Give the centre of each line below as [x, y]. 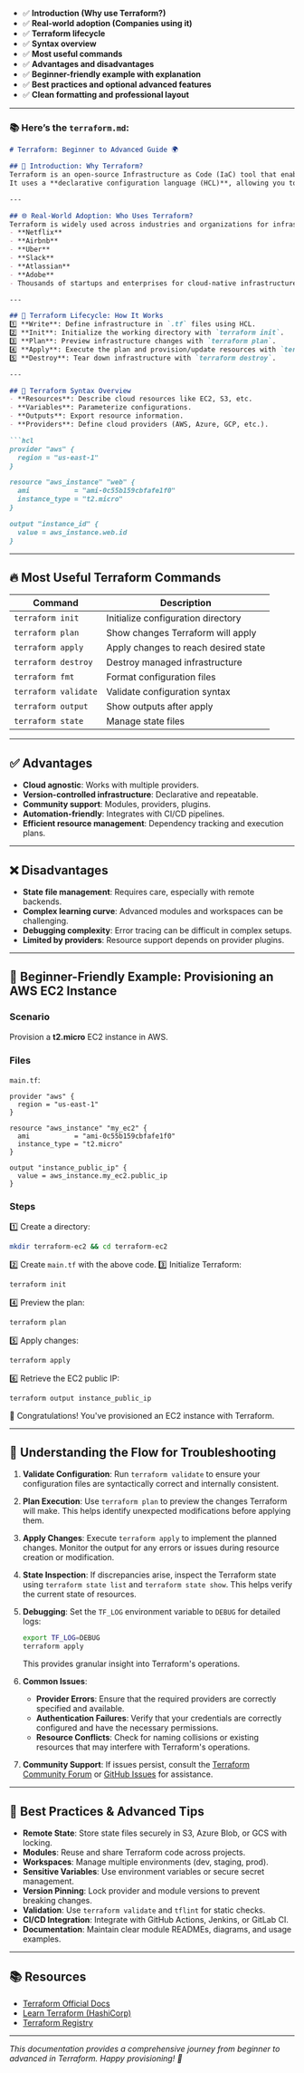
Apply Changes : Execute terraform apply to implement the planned [150, 1538]
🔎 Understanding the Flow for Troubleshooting [143, 1453]
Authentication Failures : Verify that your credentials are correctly [159, 1718]
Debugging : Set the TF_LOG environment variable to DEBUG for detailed [151, 1612]
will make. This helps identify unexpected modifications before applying [157, 1511]
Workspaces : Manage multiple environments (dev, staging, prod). [145, 1862]
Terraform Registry [57, 2022]
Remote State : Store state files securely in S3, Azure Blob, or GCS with [155, 1833]
